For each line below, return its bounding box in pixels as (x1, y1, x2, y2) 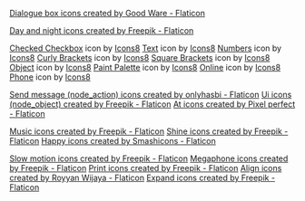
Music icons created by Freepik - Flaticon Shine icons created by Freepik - (9, 126, 289, 137)
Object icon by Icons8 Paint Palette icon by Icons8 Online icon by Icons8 (9, 62, 281, 72)
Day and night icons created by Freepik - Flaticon (9, 25, 194, 35)
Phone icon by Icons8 (9, 72, 91, 82)
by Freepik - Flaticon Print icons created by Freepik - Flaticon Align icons (9, 163, 282, 173)
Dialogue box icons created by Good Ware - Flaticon (9, 8, 206, 18)
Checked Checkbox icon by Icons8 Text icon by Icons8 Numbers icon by (9, 43, 282, 53)
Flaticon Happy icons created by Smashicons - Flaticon (9, 136, 216, 146)
